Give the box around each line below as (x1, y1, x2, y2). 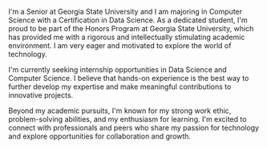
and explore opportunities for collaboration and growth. (8, 131, 191, 141)
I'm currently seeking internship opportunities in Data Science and (8, 65, 227, 74)
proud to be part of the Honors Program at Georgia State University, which (8, 24, 254, 33)
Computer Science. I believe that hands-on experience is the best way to (8, 74, 249, 83)
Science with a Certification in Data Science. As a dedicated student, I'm (8, 15, 248, 25)
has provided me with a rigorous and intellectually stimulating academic (8, 32, 245, 42)
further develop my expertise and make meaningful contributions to (8, 82, 232, 91)
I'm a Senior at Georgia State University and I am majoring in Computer (8, 7, 243, 16)
